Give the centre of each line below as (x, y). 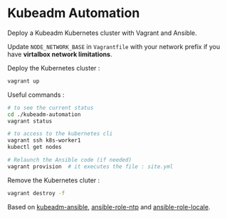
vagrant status (30, 121)
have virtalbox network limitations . (60, 54)
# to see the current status (51, 108)
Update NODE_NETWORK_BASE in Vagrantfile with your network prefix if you (114, 46)
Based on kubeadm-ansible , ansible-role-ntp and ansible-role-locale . (109, 207)
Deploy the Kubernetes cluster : (54, 68)
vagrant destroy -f (36, 193)
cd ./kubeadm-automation (44, 114)
